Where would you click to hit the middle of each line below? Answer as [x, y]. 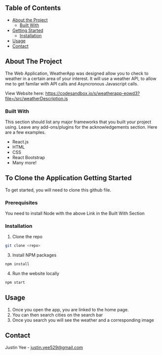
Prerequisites [21, 202]
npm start [15, 283]
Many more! [24, 163]
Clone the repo [27, 237]
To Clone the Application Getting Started [68, 178]
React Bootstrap [28, 157]
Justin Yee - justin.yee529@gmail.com [44, 347]
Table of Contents [33, 8]
